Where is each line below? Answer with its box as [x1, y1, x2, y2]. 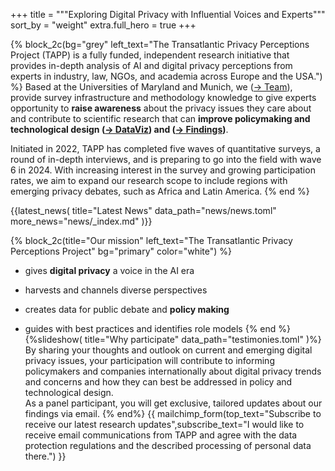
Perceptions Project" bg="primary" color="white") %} [10, 245, 233, 257]
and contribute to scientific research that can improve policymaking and [10, 113, 311, 124]
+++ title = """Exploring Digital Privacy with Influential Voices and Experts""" [10, 9, 326, 20]
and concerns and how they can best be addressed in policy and [24, 376, 293, 388]
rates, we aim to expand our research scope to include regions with [10, 175, 288, 186]
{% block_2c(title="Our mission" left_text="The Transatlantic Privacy [10, 235, 293, 246]
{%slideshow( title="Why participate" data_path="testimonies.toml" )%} [24, 334, 322, 345]
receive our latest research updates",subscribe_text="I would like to [24, 419, 305, 430]
